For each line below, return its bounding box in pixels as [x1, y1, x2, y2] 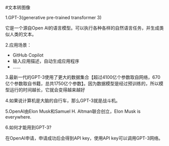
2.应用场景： [5, 42, 32, 48]
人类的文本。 [9, 31, 36, 37]
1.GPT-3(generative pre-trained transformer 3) [5, 15, 102, 20]
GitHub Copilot [12, 52, 44, 58]
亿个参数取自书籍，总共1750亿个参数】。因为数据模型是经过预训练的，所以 [5, 80, 159, 86]
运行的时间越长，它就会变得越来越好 [9, 87, 85, 92]
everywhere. [5, 114, 32, 120]
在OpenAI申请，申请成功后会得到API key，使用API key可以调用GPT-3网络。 [5, 135, 163, 141]
